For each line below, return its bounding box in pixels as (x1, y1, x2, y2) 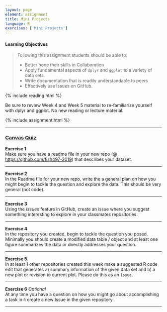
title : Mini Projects (5, 16, 50, 21)
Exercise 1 (5, 145, 26, 152)
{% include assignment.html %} (5, 117, 71, 123)
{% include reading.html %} (5, 93, 62, 99)
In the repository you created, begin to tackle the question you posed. (5, 231, 148, 237)
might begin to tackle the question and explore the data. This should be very (5, 181, 162, 187)
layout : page (5, 7, 32, 12)
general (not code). (5, 186, 45, 192)
